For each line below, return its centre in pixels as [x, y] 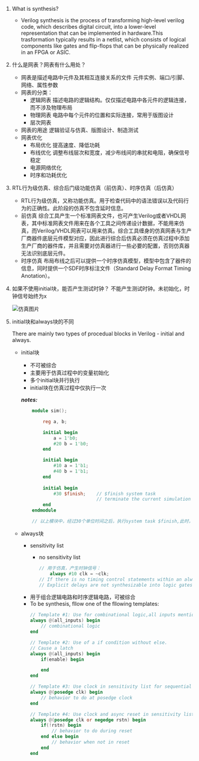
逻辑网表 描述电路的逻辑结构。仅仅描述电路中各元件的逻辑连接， [110, 100]
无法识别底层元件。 [45, 253]
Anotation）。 [37, 276]
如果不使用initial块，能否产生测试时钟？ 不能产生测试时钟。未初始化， [98, 289]
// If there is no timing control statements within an [110, 579]
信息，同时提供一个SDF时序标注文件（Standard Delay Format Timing [106, 268]
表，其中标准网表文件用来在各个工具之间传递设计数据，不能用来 [100, 223]
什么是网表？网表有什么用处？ [49, 65]
